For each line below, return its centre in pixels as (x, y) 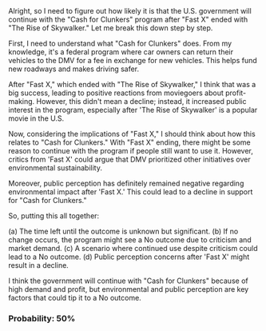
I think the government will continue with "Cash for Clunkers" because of (129, 281)
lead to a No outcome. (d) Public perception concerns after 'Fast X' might (129, 257)
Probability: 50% (42, 318)
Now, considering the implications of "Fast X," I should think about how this (132, 134)
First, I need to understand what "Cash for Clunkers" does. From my (120, 43)
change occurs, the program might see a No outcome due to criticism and (130, 240)
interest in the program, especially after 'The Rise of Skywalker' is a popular (133, 110)
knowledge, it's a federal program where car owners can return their (121, 52)
